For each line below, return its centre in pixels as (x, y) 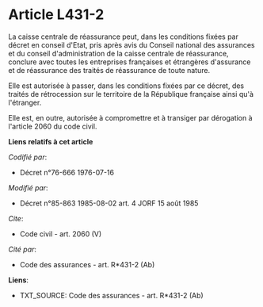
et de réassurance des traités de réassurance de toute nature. (109, 70)
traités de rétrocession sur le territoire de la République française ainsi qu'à (131, 94)
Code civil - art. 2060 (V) (61, 234)
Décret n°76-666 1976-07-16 (67, 172)
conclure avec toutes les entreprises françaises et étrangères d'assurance (130, 62)
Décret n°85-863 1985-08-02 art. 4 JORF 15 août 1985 (109, 203)
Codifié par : (28, 157)
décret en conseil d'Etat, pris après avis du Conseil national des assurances (131, 44)
